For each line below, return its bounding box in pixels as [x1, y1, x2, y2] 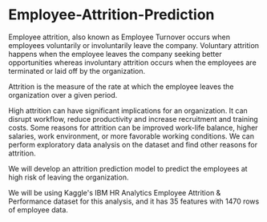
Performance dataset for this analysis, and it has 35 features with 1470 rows [8, 196, 260, 206]
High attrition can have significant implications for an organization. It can [8, 106, 249, 115]
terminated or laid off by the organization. [8, 66, 146, 75]
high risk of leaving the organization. [8, 172, 129, 182]
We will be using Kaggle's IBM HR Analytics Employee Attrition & [8, 188, 221, 197]
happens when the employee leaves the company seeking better [8, 49, 222, 59]
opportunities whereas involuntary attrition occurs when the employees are [8, 58, 257, 67]
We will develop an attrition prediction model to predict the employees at [8, 163, 248, 173]
